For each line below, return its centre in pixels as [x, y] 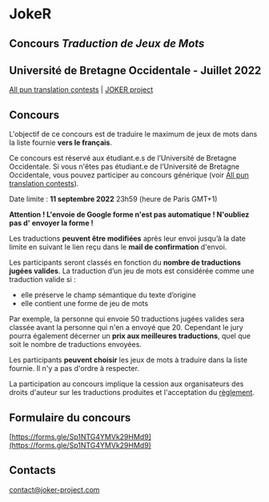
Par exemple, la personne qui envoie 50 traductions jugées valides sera [127, 319]
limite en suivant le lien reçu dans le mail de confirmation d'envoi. [118, 247]
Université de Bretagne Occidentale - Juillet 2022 [135, 70]
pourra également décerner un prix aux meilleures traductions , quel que [130, 336]
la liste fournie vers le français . [61, 143]
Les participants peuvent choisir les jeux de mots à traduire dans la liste [128, 360]
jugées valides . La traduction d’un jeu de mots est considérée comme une [132, 271]
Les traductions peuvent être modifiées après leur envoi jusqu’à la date [128, 239]
